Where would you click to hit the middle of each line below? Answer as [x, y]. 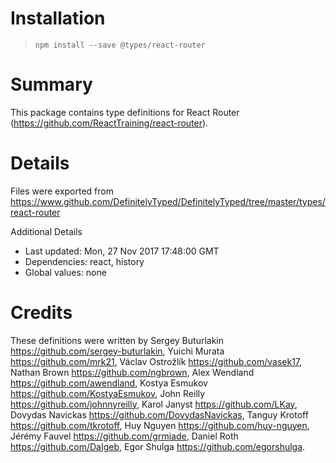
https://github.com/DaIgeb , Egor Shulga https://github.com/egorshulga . [158, 446]
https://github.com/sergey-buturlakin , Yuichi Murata [117, 351]
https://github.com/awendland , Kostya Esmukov [109, 383]
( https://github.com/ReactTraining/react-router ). [109, 123]
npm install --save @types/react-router [120, 45]
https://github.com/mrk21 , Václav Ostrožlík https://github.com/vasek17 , [156, 361]
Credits [41, 313]
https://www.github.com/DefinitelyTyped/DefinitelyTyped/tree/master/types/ [168, 201]
